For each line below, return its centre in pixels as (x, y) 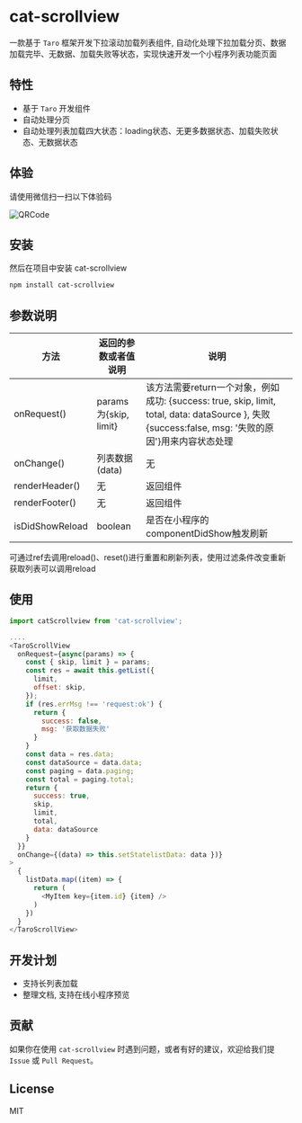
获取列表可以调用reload (53, 569)
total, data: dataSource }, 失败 (208, 414)
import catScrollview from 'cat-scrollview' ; (96, 621)
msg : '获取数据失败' (76, 729)
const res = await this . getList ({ (90, 671)
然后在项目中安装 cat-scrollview (68, 268)
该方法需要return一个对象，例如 (213, 388)
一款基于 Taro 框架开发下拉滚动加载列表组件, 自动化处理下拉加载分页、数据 (148, 42)
